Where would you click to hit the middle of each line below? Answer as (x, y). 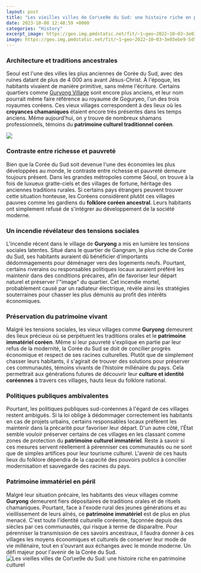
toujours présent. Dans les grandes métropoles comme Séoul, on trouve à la (100, 177)
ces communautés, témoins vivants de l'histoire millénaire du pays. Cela (95, 368)
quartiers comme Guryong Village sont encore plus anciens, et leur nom (95, 93)
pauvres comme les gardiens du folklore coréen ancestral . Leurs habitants (99, 202)
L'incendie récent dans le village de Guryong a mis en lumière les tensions (98, 244)
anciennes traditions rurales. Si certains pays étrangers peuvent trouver (95, 190)
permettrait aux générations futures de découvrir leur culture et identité (95, 374)
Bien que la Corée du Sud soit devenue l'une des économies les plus (91, 164)
